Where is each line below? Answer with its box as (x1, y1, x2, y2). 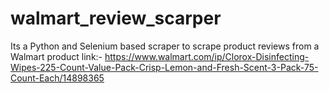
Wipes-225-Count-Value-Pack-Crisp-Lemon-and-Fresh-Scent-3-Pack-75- (10, 61, 319, 73)
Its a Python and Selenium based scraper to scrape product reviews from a (10, 40, 320, 52)
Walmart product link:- (10, 50, 103, 62)
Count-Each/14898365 (10, 72, 105, 84)
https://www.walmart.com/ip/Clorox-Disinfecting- (104, 50, 310, 62)
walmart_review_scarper (10, 7, 222, 30)
